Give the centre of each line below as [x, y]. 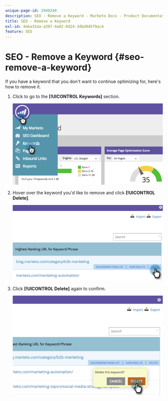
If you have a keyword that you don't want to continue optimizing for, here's [83, 81]
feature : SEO [19, 32]
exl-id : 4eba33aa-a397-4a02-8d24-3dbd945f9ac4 [54, 26]
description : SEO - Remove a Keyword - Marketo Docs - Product [72, 16]
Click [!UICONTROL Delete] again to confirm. [59, 288]
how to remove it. [23, 87]
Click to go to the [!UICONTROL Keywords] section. [66, 96]
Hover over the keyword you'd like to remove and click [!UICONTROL [83, 193]
